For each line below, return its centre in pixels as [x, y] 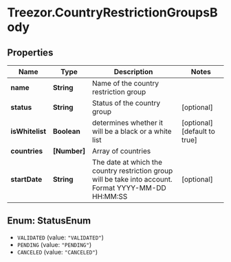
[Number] [69, 151]
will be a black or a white [132, 131]
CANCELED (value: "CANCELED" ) [57, 252]
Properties [30, 52]
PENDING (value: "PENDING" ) [54, 244]
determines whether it [128, 123]
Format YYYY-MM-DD [129, 188]
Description [133, 72]
